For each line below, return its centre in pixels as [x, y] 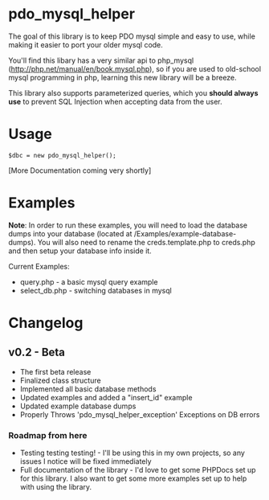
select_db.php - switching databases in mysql [96, 290]
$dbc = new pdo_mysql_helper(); [62, 155]
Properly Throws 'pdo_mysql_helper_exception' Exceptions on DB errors [140, 414]
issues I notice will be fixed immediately [86, 461]
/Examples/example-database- [185, 233]
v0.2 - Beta [37, 352]
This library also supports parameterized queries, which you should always [133, 92]
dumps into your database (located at [70, 233]
